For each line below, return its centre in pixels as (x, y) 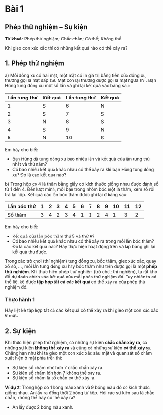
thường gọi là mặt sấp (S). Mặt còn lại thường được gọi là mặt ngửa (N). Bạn (81, 80)
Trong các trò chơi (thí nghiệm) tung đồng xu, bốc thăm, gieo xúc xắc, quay (81, 261)
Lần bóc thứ (22, 206)
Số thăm (17, 215)
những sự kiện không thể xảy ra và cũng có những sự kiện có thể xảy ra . (78, 348)
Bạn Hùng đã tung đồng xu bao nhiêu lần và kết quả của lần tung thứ (81, 159)
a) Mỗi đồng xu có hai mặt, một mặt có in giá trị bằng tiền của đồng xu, (76, 75)
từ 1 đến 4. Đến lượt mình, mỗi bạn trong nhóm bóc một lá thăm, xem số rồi (80, 189)
